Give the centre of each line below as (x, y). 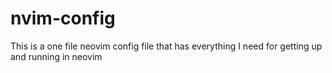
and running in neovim (56, 56)
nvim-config (63, 18)
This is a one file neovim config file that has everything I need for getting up (166, 46)
